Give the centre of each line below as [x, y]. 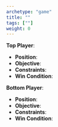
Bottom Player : [25, 88]
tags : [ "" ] [20, 23]
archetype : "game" [29, 12]
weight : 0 [19, 28]
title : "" [19, 17]
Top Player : [20, 46]
